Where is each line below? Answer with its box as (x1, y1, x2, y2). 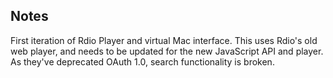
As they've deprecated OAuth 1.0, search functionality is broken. (10, 55, 275, 68)
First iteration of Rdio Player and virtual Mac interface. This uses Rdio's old (10, 34, 318, 46)
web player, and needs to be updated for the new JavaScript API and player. (10, 45, 324, 57)
